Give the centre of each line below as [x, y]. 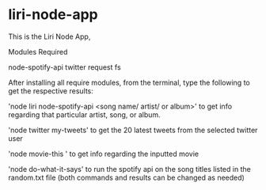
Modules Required [38, 51]
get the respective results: [51, 91]
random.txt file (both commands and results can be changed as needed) [127, 177]
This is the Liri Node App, [49, 36]
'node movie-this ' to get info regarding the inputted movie [104, 154]
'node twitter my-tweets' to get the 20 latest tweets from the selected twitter [133, 130]
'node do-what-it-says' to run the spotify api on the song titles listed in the [129, 169]
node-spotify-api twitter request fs [65, 67]
